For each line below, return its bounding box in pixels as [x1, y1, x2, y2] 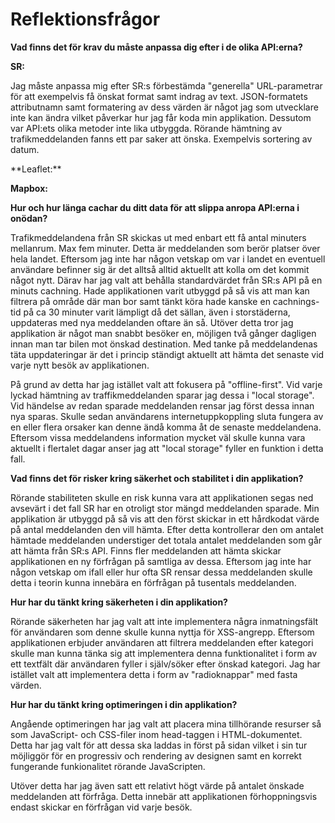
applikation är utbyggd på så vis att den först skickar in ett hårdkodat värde [10, 513, 320, 525]
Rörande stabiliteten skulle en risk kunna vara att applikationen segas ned [10, 491, 314, 503]
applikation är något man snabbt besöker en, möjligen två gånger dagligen [10, 327, 317, 339]
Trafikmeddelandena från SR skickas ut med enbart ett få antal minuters [10, 231, 307, 243]
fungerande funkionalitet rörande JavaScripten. [10, 760, 206, 772]
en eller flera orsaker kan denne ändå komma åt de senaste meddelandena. [10, 421, 322, 433]
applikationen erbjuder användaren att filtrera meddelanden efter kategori [10, 636, 314, 648]
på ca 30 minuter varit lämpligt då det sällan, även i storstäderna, [23, 306, 291, 318]
